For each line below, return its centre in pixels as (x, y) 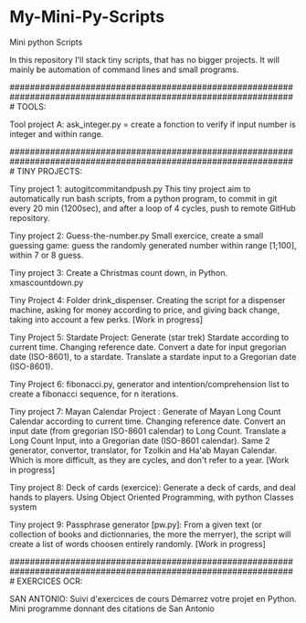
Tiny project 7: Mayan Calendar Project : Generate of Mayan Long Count (145, 411)
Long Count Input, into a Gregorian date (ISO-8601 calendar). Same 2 (140, 440)
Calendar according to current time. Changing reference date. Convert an (148, 421)
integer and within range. (57, 133)
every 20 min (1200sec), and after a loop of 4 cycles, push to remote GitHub (153, 208)
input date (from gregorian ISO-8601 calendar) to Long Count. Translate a (148, 430)
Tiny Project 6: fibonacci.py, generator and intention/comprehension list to (149, 384)
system (23, 507)
